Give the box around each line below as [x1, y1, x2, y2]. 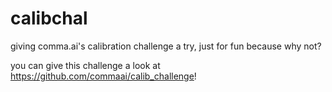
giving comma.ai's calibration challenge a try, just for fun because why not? [10, 40, 322, 52]
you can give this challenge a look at [10, 59, 161, 71]
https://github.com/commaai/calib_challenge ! [10, 70, 197, 82]
